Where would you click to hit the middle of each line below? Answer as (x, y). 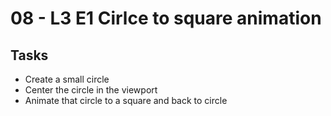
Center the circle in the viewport (91, 90)
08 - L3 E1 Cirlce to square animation (166, 18)
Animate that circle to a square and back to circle (126, 100)
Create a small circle (67, 79)
